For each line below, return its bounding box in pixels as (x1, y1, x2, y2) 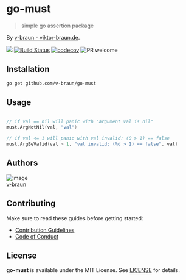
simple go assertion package (21, 22, 94, 29)
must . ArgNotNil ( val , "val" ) (6, 124, 78, 131)
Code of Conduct (15, 232, 59, 240)
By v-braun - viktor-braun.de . (6, 34, 80, 41)
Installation (6, 64, 50, 74)
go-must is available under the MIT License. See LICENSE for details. (6, 267, 181, 274)
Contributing (6, 198, 56, 209)
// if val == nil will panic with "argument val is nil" (6, 118, 154, 125)
